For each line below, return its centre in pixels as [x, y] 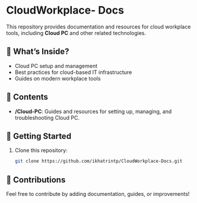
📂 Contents [27, 97]
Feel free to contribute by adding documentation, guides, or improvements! [98, 194]
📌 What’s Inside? [38, 52]
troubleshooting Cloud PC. [47, 117]
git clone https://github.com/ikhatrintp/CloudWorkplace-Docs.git [99, 161]
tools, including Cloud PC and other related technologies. [76, 33]
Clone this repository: [41, 150]
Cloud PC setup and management [56, 66]
